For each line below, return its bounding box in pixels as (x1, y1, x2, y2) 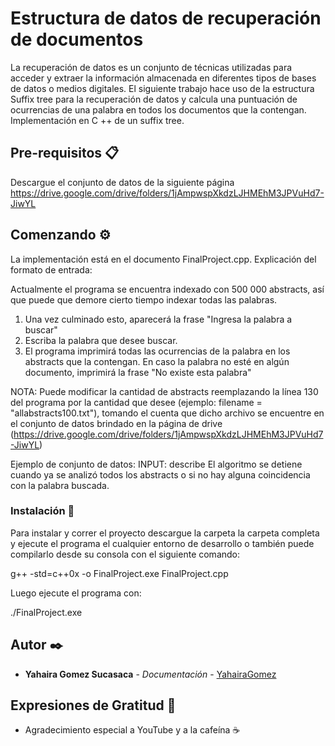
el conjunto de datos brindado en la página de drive (10, 417, 223, 429)
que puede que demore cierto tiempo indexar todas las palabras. (10, 293, 278, 306)
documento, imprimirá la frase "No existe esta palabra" (24, 366, 252, 378)
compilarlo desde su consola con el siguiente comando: (10, 548, 241, 560)
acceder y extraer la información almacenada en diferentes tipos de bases (10, 72, 317, 84)
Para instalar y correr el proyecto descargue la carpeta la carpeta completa (10, 527, 320, 539)
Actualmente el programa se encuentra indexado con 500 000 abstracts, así (10, 283, 325, 295)
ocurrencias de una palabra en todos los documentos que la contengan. (10, 103, 307, 116)
